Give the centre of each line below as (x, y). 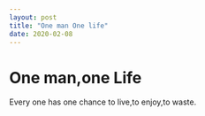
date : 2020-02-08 (41, 34)
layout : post (33, 17)
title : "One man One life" (59, 26)
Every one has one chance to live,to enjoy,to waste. (103, 102)
